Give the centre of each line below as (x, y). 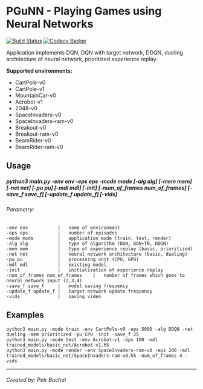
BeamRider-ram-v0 (39, 147)
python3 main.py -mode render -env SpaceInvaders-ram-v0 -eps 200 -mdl (98, 350)
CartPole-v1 (30, 88)
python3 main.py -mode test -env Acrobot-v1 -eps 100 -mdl (82, 340)
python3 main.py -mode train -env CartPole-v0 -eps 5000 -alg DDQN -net (100, 329)
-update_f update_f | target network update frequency (79, 291)
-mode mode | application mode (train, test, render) (89, 238)
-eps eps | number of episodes (62, 233)
